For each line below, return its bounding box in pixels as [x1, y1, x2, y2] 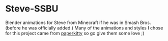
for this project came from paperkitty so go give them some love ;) [5, 30, 145, 36]
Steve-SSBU [5, 3, 59, 14]
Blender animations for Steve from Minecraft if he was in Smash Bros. [5, 19, 151, 25]
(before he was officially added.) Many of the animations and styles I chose [5, 24, 163, 30]
